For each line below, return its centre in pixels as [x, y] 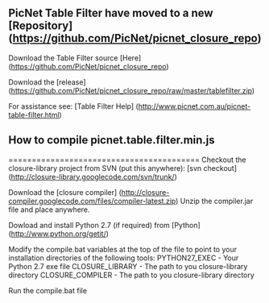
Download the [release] [47, 82]
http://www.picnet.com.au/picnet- [195, 106]
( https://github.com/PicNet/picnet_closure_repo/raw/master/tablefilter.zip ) [132, 90]
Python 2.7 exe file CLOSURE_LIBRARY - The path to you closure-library [128, 266]
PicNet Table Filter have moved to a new [111, 13]
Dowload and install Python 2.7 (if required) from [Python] [105, 225]
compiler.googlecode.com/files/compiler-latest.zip [92, 201]
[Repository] [41, 26]
